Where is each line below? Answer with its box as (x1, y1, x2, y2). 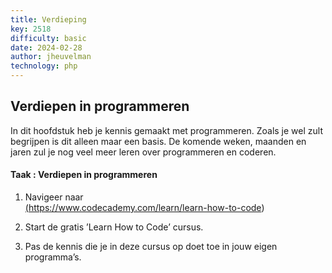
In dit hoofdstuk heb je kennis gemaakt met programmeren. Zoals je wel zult (10, 124, 323, 136)
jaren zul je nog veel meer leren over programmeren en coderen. (10, 146, 277, 158)
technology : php (10, 61, 78, 71)
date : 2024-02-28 (10, 42, 83, 53)
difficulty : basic (10, 33, 87, 43)
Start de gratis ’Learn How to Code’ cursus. (24, 221, 204, 233)
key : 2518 (10, 24, 52, 34)
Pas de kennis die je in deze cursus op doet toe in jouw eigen (24, 241, 278, 253)
